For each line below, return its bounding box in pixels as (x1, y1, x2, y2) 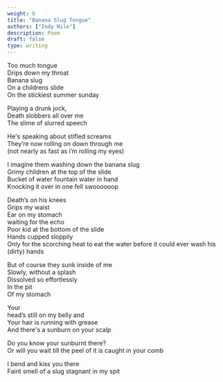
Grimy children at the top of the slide (7, 167, 112, 176)
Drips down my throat (7, 69, 69, 77)
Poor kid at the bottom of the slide (7, 226, 105, 233)
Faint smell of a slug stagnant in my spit (7, 367, 121, 375)
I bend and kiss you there (7, 360, 80, 367)
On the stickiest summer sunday (7, 91, 99, 99)
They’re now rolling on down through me (7, 140, 123, 147)
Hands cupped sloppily (7, 233, 73, 241)
